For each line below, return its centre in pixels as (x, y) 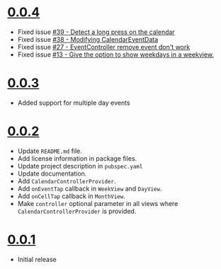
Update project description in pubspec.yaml (80, 166)
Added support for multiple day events (74, 103)
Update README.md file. (50, 151)
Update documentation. (52, 173)
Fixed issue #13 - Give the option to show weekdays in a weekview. (116, 55)
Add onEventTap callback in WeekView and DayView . (90, 188)
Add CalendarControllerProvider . (67, 181)
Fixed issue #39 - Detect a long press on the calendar (96, 32)
